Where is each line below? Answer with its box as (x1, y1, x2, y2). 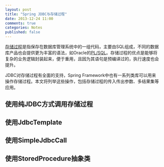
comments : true (5, 20, 36, 26)
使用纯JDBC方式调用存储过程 (5, 100, 93, 109)
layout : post (5, 7, 32, 12)
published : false (5, 30, 41, 35)
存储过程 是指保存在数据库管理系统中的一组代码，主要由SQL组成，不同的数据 (5, 44, 159, 49)
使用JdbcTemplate (5, 118, 62, 127)
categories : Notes (5, 25, 42, 30)
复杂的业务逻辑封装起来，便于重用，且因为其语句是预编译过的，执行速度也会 (5, 56, 159, 61)
